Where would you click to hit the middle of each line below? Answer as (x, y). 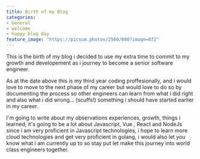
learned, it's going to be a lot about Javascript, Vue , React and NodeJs (94, 124)
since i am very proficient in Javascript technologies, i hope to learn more (97, 130)
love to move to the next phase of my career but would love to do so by (94, 87)
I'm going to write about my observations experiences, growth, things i (93, 118)
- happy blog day (28, 34)
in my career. (22, 106)
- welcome (19, 28)
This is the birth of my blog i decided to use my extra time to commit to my (98, 56)
